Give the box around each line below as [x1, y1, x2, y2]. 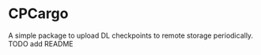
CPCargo [8, 5, 69, 23]
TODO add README [8, 38, 74, 48]
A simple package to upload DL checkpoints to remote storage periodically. [8, 31, 254, 40]
